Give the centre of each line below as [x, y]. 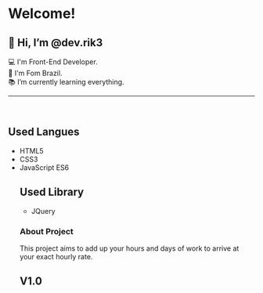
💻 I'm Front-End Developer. [53, 62]
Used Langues [44, 132]
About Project [47, 231]
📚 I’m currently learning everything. [66, 82]
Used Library [52, 192]
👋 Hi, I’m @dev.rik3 [56, 43]
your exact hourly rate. [56, 256]
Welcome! [42, 14]
